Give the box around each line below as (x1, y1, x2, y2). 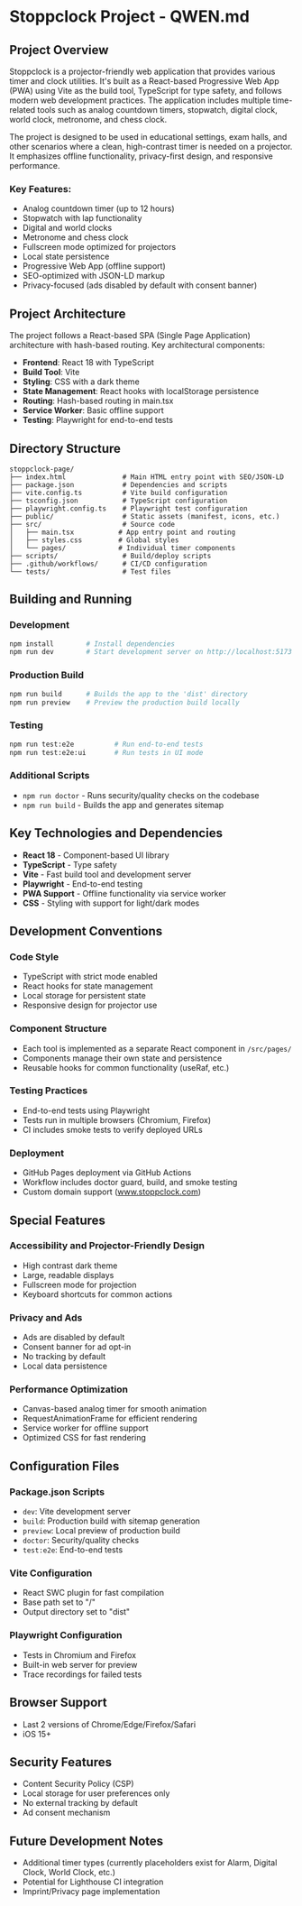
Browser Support (9, 1695, 108, 1710)
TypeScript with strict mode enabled (22, 971, 158, 982)
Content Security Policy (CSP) (22, 1779, 134, 1790)
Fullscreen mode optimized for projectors (22, 242, 177, 253)
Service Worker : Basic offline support (22, 405, 164, 416)
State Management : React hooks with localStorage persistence (22, 386, 260, 397)
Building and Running (9, 592, 133, 607)
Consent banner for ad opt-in (22, 1341, 132, 1352)
